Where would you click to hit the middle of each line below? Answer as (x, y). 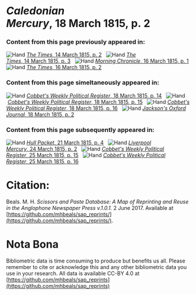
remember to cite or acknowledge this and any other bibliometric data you (97, 267)
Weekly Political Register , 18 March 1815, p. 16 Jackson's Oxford (96, 108)
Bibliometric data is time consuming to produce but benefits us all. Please (96, 261)
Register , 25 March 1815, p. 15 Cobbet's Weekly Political (86, 155)
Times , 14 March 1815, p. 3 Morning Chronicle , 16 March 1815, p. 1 (97, 61)
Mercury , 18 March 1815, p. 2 (78, 23)
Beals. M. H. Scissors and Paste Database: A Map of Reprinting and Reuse (97, 202)
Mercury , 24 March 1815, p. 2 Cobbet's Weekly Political (85, 149)
